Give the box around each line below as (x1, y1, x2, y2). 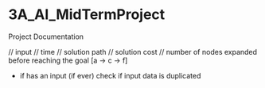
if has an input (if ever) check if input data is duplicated (19, 71, 201, 80)
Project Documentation (8, 32, 84, 41)
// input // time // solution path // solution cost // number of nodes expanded (8, 47, 257, 56)
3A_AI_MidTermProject (8, 6, 166, 24)
